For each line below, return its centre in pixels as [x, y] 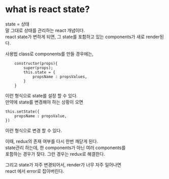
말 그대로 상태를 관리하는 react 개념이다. [45, 30]
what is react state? [48, 9]
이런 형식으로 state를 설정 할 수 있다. [41, 95]
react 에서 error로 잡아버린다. [35, 171]
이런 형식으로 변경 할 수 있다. [34, 130]
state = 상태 [17, 24]
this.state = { [40, 72]
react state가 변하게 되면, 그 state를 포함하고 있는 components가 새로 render [82, 37]
